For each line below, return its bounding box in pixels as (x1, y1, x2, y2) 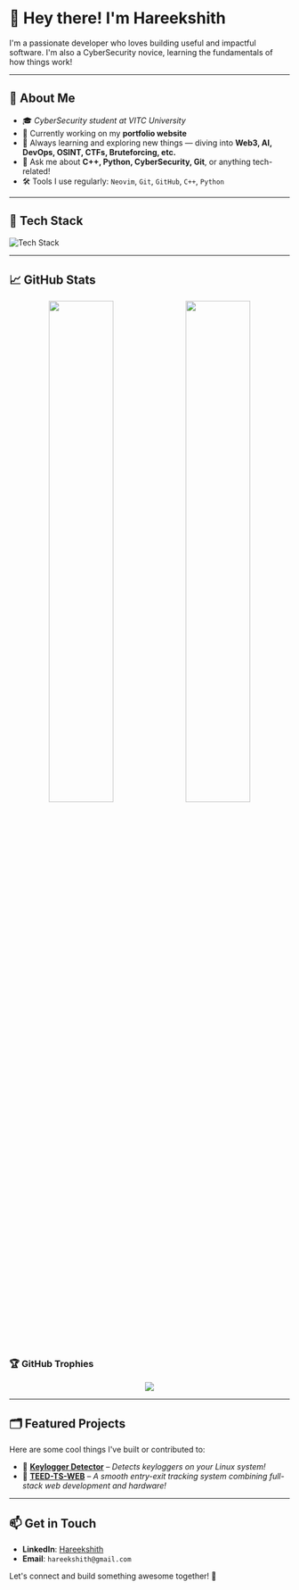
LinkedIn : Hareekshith (21, 1544, 104, 1555)
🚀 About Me (9, 91, 76, 106)
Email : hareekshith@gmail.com (21, 1553, 132, 1564)
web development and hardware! (44, 1480, 166, 1491)
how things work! (9, 56, 73, 67)
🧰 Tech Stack (9, 213, 84, 228)
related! (21, 165, 51, 177)
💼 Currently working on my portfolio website (21, 128, 187, 138)
